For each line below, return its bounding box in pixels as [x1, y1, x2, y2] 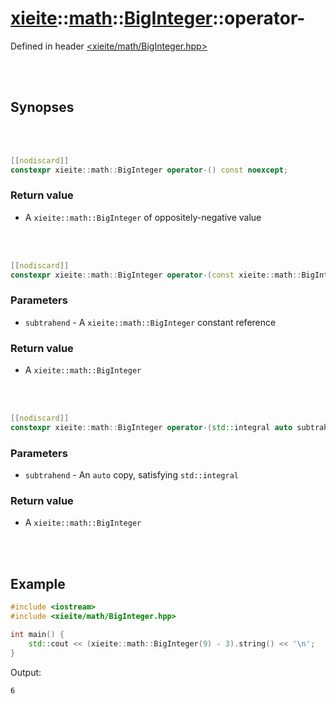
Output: [10, 666, 42, 678]
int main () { [10, 630, 65, 640]
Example [10, 575, 66, 592]
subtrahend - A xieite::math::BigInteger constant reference [24, 316, 277, 328]
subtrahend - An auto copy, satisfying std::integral [24, 469, 239, 481]
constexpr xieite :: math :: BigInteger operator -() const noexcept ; [10, 165, 288, 175]
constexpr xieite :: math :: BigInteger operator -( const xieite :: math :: [10, 270, 302, 280]
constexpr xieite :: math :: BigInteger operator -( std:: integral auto [10, 423, 293, 433]
